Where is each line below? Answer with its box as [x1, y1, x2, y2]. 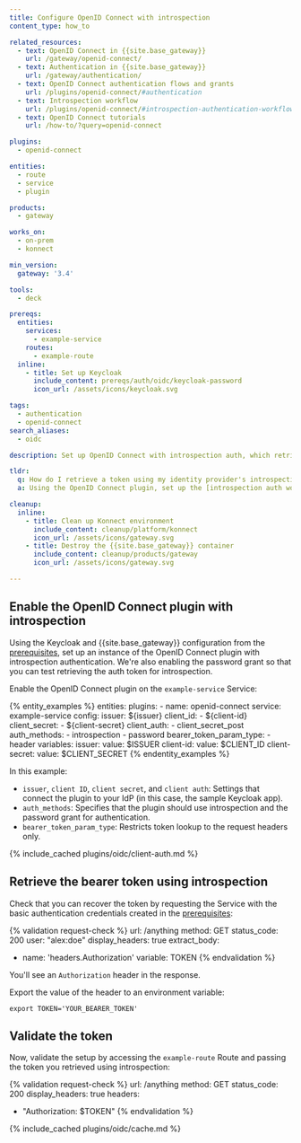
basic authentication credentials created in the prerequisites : [9, 908, 233, 919]
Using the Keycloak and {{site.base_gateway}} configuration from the [9, 637, 266, 647]
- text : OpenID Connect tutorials [17, 113, 146, 122]
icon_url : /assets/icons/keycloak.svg [32, 385, 178, 394]
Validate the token [9, 1028, 114, 1043]
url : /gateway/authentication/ [25, 71, 142, 81]
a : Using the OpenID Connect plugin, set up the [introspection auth [17, 484, 282, 493]
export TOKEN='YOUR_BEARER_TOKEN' [9, 1004, 139, 1013]
